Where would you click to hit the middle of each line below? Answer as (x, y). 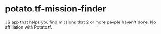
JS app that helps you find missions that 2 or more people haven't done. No (80, 22)
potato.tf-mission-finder (56, 9)
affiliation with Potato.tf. (29, 27)
